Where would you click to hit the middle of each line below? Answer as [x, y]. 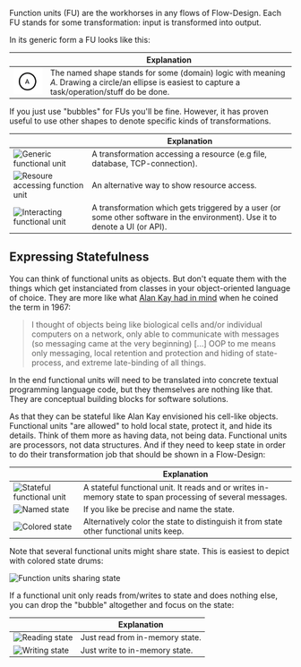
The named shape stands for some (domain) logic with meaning [168, 73]
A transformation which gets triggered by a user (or [186, 207]
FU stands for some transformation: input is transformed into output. [135, 22]
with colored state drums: [56, 560]
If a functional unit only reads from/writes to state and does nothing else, [143, 595]
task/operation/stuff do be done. [110, 91]
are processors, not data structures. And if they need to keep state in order [148, 445]
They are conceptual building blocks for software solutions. [119, 398]
